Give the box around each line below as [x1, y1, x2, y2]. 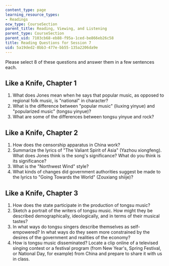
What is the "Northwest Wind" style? [12, 163, 89, 169]
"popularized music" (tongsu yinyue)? [12, 108, 92, 114]
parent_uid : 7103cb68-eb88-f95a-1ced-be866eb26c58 [5, 36, 114, 41]
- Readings [5, 17, 28, 22]
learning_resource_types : [5, 12, 60, 17]
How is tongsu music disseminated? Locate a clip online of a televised [12, 240, 158, 246]
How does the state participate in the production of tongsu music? [12, 202, 150, 208]
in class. [12, 256, 30, 262]
